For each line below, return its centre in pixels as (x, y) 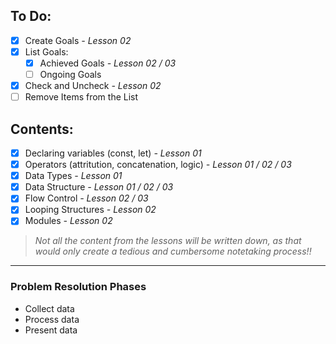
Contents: (42, 129)
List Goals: (46, 51)
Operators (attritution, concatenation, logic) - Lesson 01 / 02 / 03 (158, 165)
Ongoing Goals (70, 74)
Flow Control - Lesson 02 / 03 (86, 198)
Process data (52, 319)
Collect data (49, 308)
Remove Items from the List (81, 97)
